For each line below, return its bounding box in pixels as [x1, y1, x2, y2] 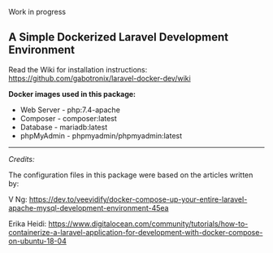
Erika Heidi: [8, 219, 47, 229]
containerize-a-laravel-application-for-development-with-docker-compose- [8, 227, 263, 237]
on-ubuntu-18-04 [8, 236, 67, 246]
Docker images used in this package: [8, 89, 136, 98]
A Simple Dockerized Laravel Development [8, 30, 229, 44]
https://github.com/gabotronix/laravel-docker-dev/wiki [8, 73, 191, 83]
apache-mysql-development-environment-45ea [8, 203, 169, 212]
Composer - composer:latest [19, 113, 118, 123]
